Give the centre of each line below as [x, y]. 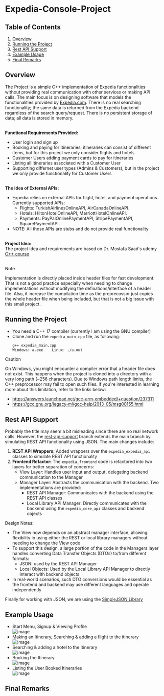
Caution [13, 359]
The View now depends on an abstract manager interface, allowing [80, 533]
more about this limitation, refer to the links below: [56, 390]
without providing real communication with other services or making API [78, 92]
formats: [21, 558]
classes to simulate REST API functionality [55, 457]
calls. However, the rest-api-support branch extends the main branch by [78, 437]
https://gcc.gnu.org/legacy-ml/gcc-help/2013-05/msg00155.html [78, 404]
